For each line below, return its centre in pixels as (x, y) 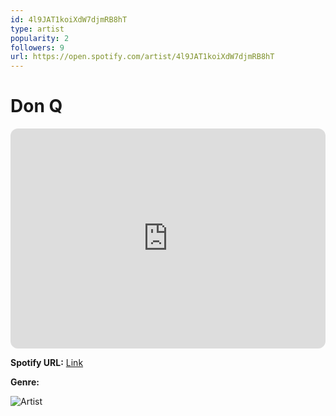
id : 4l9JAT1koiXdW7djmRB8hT (69, 19)
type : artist (37, 29)
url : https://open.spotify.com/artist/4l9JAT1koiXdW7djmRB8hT (142, 57)
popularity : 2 (40, 38)
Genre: (25, 382)
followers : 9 (37, 47)
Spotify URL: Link (47, 363)
